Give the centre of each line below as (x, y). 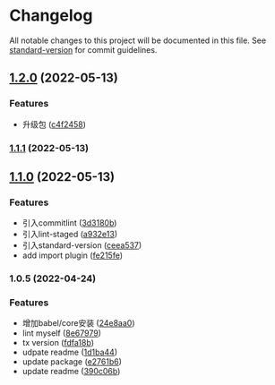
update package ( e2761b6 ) (72, 362)
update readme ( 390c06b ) (71, 372)
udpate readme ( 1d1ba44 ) (70, 352)
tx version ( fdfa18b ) (58, 343)
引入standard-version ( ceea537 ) (82, 245)
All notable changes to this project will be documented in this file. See (138, 40)
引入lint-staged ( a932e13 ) (70, 235)
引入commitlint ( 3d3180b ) (69, 223)
